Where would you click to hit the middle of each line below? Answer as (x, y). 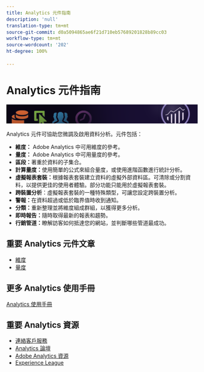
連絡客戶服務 (31, 341)
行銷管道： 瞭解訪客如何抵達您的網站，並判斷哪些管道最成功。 (92, 222)
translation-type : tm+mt (38, 26)
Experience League (39, 363)
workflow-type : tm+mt (34, 39)
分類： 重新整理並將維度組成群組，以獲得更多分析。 (79, 207)
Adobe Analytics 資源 (42, 356)
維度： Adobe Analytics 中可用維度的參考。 (69, 146)
